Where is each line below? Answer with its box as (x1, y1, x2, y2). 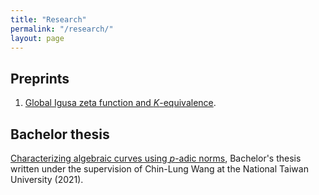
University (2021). (10, 174, 84, 185)
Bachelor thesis (10, 126, 110, 143)
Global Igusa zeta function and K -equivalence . (24, 97, 217, 109)
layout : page (10, 33, 65, 43)
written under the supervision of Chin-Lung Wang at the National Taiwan (10, 163, 309, 175)
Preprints (10, 70, 70, 87)
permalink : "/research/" (10, 24, 114, 34)
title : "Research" (10, 14, 87, 25)
